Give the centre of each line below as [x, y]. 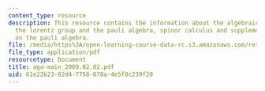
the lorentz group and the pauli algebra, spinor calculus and [121, 30]
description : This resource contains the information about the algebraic [134, 23]
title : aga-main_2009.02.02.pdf [61, 67]
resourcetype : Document [47, 60]
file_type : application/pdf [54, 52]
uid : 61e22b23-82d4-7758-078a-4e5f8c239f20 [81, 74]
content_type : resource [47, 15]
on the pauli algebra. [52, 38]
